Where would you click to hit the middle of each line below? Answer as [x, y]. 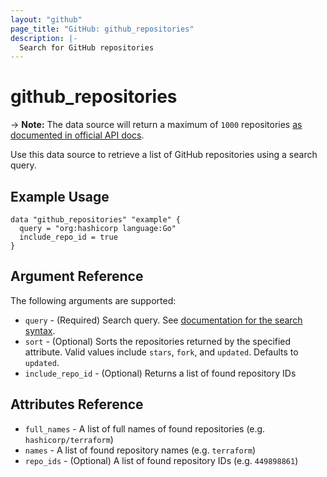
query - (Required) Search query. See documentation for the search [163, 320]
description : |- [44, 38]
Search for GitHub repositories [87, 47]
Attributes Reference [77, 404]
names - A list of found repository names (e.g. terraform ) [140, 450]
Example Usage [60, 196]
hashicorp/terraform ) [69, 439]
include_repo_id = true [68, 237]
